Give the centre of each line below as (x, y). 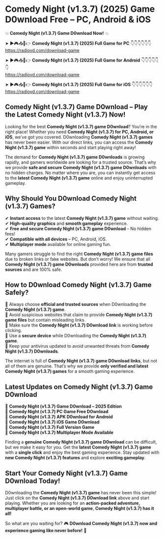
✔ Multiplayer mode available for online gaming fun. (58, 244)
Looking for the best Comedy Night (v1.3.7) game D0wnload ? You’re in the (81, 126)
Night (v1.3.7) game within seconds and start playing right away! (70, 147)
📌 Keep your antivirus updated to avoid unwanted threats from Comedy (77, 346)
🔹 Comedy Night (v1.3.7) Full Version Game (50, 427)
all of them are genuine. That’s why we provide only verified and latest (77, 366)
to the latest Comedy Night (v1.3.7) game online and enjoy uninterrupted (79, 178)
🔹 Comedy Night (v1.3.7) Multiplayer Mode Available (59, 433)
